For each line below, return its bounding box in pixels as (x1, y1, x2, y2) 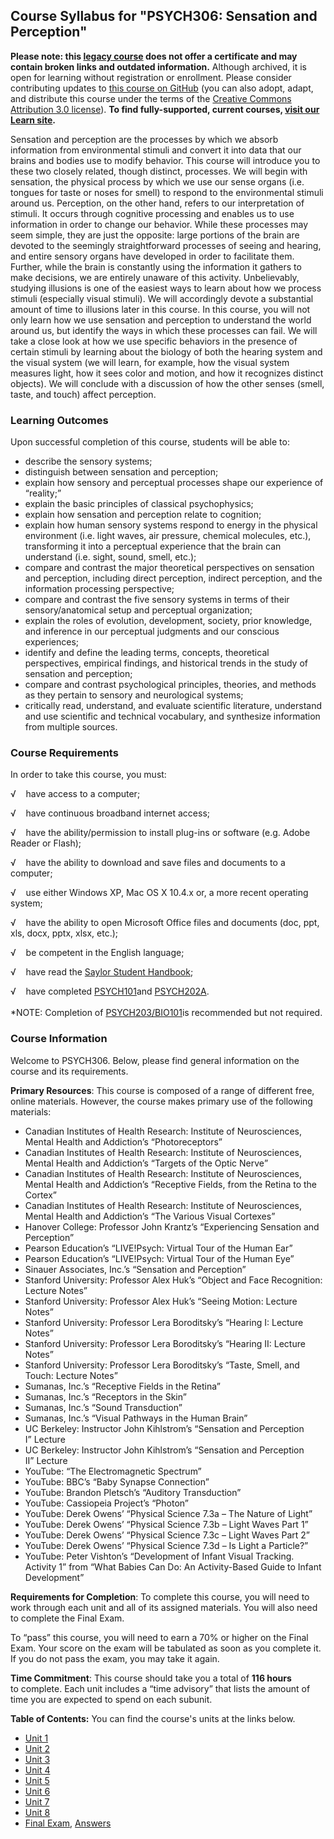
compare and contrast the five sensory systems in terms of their (24, 594, 290, 606)
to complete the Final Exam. (10, 1612, 125, 1624)
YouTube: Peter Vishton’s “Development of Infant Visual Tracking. (24, 1550, 295, 1562)
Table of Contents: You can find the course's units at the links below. (10, 1712, 296, 1724)
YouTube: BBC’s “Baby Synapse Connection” (24, 1475, 210, 1488)
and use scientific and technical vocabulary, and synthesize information (24, 710, 321, 723)
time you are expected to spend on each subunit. (10, 1693, 213, 1705)
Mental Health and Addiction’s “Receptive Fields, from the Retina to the (24, 1178, 318, 1190)
